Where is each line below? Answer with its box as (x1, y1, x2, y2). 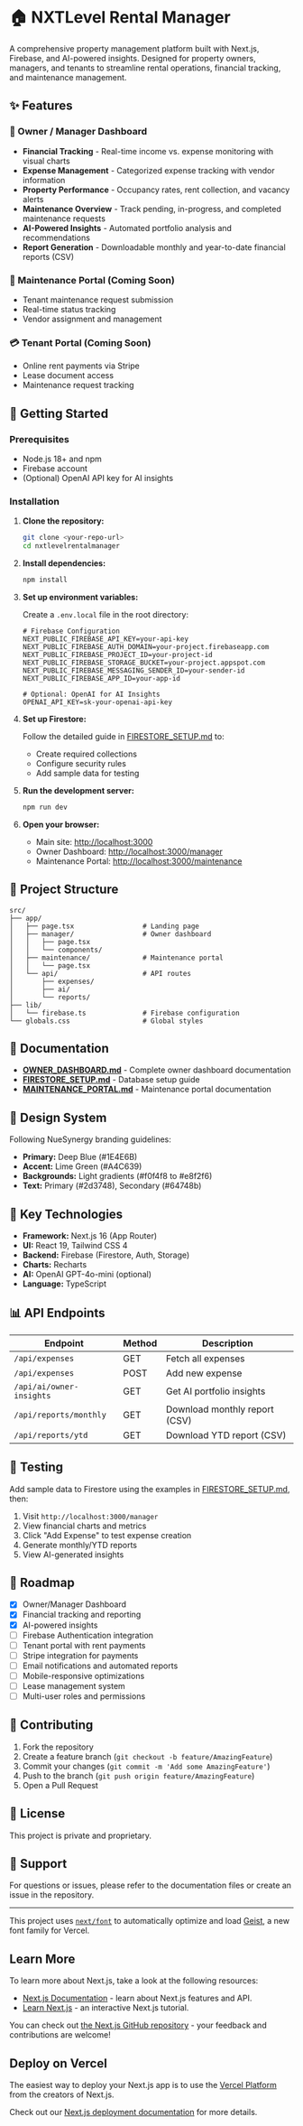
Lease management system (22, 1680, 126, 1691)
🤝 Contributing (9, 1717, 94, 1733)
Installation (9, 495, 60, 507)
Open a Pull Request (22, 1779, 99, 1790)
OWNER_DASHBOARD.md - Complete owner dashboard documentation (22, 1064, 291, 1075)
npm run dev (22, 803, 68, 812)
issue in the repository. (9, 1889, 95, 1900)
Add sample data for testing (35, 767, 140, 778)
